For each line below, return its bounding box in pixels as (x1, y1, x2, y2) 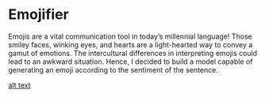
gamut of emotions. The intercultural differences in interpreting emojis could (8, 48, 258, 58)
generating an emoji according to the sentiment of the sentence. (8, 65, 218, 74)
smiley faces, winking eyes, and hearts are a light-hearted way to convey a (8, 39, 253, 49)
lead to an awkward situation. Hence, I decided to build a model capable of (8, 57, 253, 66)
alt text (8, 80, 31, 90)
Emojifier (8, 6, 69, 24)
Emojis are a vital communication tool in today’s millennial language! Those (8, 32, 252, 41)
